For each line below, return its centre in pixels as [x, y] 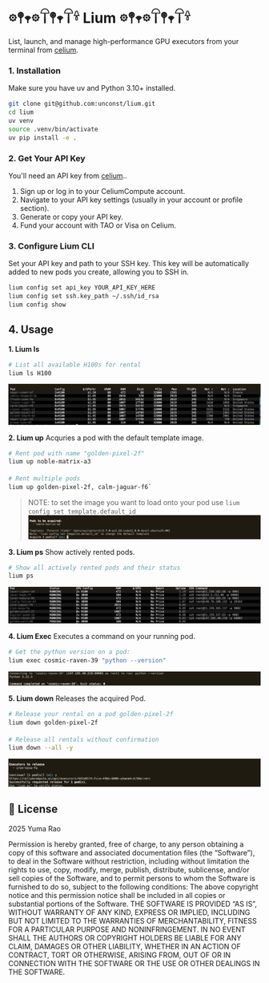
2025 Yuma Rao [35, 828]
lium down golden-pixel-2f [53, 722]
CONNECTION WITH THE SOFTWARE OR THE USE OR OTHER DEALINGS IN [134, 963]
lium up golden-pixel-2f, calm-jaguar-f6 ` [80, 487]
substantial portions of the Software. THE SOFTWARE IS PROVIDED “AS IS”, [133, 904]
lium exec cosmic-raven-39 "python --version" [87, 661]
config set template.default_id [82, 512]
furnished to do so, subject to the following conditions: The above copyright [133, 887]
